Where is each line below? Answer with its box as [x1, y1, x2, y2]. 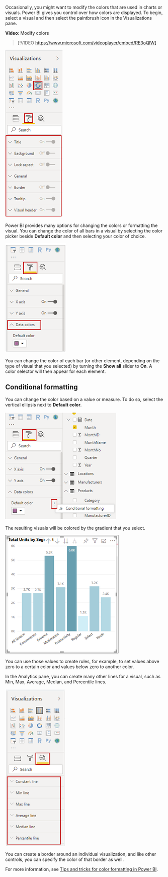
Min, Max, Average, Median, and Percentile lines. [5, 679, 107, 685]
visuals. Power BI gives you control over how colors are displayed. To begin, [5, 10, 163, 16]
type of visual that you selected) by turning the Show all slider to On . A [5, 363, 152, 369]
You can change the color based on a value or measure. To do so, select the [5, 396, 163, 402]
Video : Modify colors [5, 30, 49, 36]
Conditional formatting [5, 383, 78, 391]
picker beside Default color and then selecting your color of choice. [5, 233, 146, 239]
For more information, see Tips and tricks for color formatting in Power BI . [5, 866, 158, 872]
